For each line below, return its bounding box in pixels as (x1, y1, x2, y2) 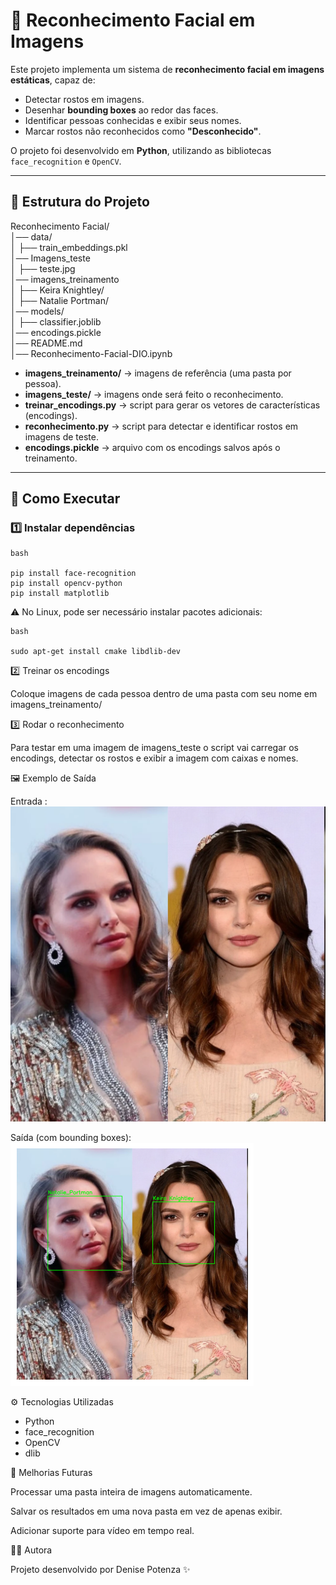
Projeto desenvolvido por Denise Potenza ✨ (10, 1564, 191, 1576)
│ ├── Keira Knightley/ (10, 284, 105, 296)
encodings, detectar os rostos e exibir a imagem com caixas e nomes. (10, 752, 299, 764)
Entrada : (10, 795, 48, 808)
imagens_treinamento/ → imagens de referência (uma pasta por (24, 367, 292, 379)
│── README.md (10, 337, 83, 349)
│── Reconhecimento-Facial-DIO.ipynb (10, 347, 173, 359)
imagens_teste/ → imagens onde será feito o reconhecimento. (24, 388, 284, 400)
